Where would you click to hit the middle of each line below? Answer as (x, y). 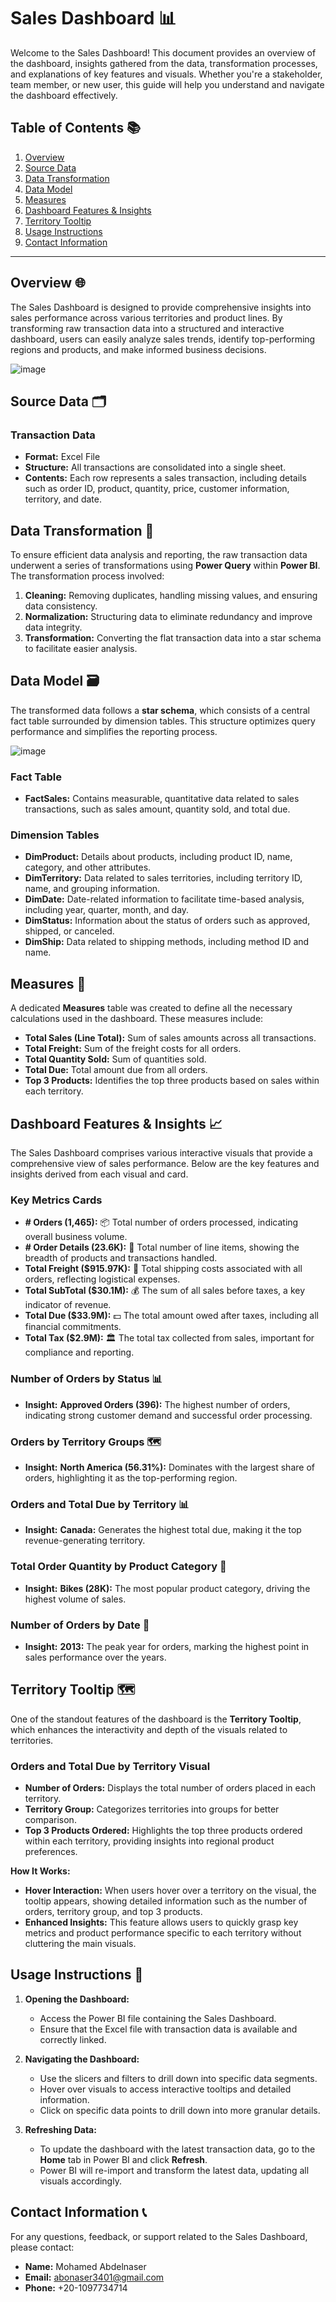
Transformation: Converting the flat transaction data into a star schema (173, 638)
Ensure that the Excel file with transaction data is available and (168, 2029)
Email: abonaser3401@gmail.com (94, 2277)
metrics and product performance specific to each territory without (163, 1932)
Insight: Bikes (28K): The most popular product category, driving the (167, 1588)
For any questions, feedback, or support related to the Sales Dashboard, (159, 2236)
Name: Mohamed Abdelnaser (85, 2266)
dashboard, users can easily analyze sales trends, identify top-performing (163, 339)
